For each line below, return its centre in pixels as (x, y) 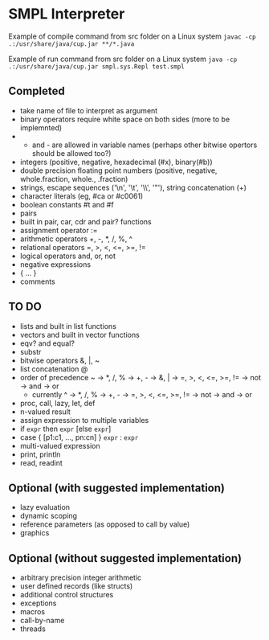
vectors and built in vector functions (80, 334)
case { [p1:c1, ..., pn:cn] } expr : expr (79, 437)
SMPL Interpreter (67, 14)
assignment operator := (59, 230)
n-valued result (45, 412)
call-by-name (42, 621)
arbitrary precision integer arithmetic (81, 578)
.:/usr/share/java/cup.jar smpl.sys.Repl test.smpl (96, 66)
